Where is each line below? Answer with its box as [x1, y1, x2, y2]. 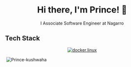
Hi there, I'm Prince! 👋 [37, 4, 127, 15]
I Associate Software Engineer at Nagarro [40, 20, 124, 26]
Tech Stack [5, 34, 40, 42]
